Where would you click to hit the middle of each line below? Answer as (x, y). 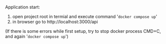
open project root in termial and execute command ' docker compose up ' (85, 16)
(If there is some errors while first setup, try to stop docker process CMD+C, (83, 31)
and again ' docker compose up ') (37, 36)
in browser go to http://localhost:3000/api (55, 22)
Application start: (23, 7)
